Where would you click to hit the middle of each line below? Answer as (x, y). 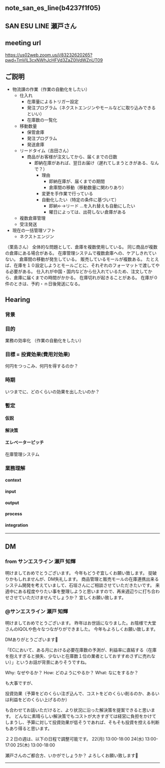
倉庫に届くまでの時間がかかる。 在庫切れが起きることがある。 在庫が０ (86, 278)
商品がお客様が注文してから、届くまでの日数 (72, 157)
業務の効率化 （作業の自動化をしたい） (44, 341)
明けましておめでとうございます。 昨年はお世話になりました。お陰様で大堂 (81, 623)
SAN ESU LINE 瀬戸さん (41, 26)
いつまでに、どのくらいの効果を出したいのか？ (52, 392)
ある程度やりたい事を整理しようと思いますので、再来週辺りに (80, 591)
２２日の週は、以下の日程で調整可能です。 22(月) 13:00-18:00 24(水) (74, 739)
